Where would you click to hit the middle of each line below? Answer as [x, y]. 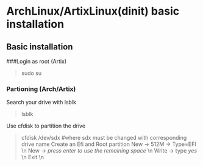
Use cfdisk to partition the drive [46, 126]
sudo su [31, 73]
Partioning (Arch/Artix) [41, 88]
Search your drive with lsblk [41, 103]
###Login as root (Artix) [37, 61]
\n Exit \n [33, 157]
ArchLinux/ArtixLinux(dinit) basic [93, 11]
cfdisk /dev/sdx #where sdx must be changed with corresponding [104, 138]
